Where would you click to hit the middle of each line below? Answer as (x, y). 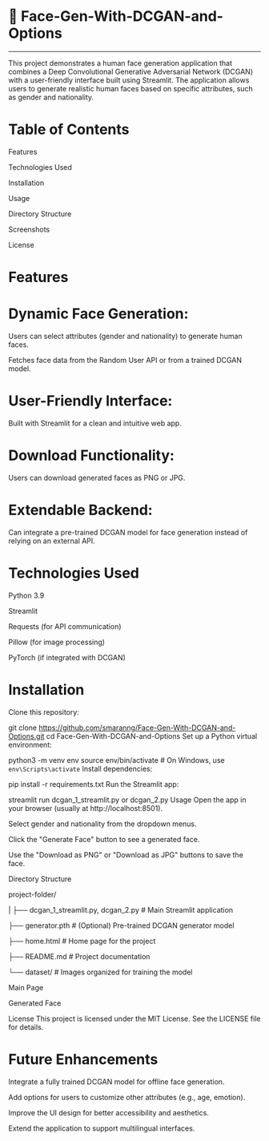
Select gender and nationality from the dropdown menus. (103, 824)
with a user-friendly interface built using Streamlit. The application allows (129, 80)
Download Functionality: (91, 456)
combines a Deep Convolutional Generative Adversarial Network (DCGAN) (131, 71)
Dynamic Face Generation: (98, 314)
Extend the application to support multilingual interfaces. (102, 1128)
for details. (26, 1027)
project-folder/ (32, 894)
